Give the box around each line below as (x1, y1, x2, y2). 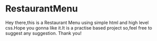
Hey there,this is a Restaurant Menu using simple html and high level (5, 19, 149, 25)
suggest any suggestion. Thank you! (5, 30, 82, 36)
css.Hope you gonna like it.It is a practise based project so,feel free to (5, 24, 152, 30)
